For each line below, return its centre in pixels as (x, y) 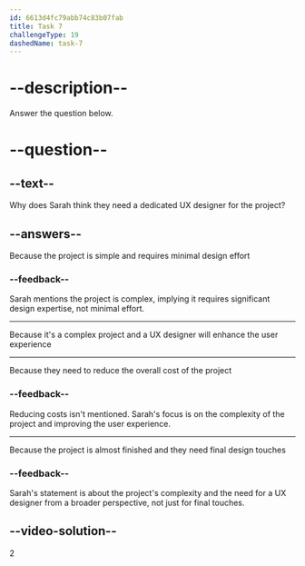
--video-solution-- (63, 531)
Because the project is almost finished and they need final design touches (148, 450)
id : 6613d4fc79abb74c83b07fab (67, 18)
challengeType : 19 (44, 35)
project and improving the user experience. (90, 423)
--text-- (32, 183)
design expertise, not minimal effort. (77, 309)
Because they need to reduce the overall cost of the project (121, 371)
